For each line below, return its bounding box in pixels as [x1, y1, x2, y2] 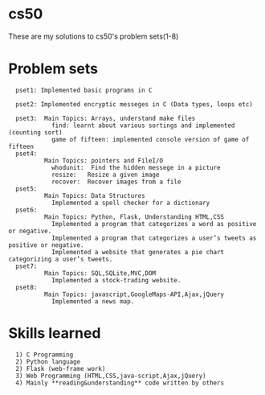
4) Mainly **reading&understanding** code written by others [15, 379, 225, 387]
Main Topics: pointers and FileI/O [43, 156, 163, 165]
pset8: [15, 283, 38, 291]
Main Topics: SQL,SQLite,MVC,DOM [43, 269, 157, 278]
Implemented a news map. [51, 297, 135, 306]
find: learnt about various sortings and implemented [51, 121, 235, 130]
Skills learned [8, 324, 101, 343]
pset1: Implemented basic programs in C [15, 86, 153, 94]
